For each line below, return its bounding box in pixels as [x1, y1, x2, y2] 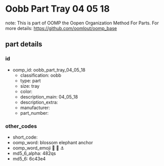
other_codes [5, 122, 37, 129]
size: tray [20, 83, 40, 89]
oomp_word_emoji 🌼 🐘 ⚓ [12, 145, 64, 151]
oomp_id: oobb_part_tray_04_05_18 [12, 67, 86, 73]
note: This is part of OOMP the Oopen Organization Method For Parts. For [5, 20, 159, 26]
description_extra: [20, 99, 58, 105]
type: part [20, 77, 41, 84]
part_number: [20, 110, 49, 116]
